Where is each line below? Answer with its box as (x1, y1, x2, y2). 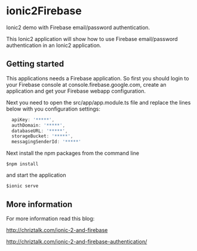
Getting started (6, 59, 64, 69)
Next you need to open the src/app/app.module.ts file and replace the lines (6, 99, 191, 106)
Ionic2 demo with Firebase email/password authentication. (6, 24, 150, 31)
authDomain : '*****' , (11, 122, 66, 128)
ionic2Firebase (6, 4, 82, 18)
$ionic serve (6, 183, 39, 189)
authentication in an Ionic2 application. (6, 42, 101, 49)
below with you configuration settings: (6, 105, 100, 112)
